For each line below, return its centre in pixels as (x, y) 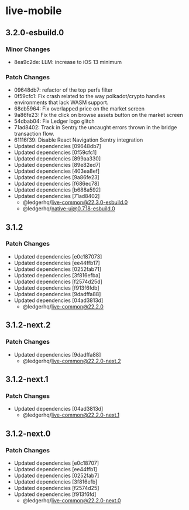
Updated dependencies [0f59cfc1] (55, 152)
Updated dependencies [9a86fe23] (57, 177)
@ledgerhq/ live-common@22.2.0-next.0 (72, 500)
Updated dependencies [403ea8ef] (57, 171)
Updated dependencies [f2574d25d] (58, 281)
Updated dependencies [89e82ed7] (57, 165)
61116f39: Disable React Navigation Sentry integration (78, 140)
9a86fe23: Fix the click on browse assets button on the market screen (98, 115)
